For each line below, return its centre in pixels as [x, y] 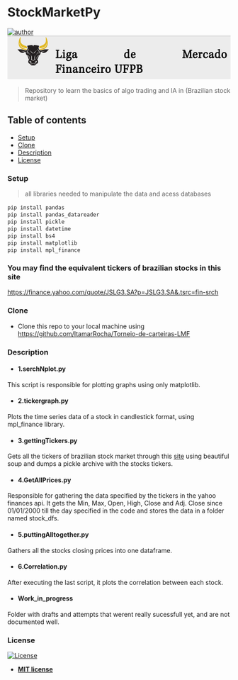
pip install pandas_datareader [53, 215]
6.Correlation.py [42, 567]
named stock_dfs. [33, 518]
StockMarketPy [54, 12]
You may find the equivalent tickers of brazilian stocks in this [114, 268]
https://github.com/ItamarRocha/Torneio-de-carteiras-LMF [104, 333]
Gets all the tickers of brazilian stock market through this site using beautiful [118, 456]
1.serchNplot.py [41, 369]
